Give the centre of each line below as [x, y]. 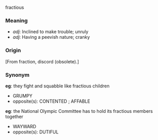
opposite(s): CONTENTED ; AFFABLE [51, 101]
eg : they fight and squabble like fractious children [57, 86]
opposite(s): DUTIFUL [35, 132]
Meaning [17, 20]
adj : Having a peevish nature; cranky [51, 37]
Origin [13, 51]
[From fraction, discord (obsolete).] [42, 61]
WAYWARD [24, 126]
